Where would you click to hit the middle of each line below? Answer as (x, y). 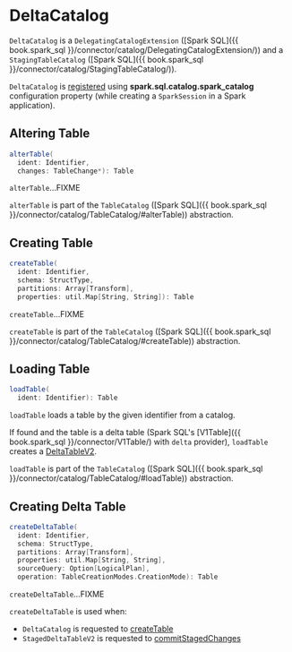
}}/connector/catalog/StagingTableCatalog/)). (93, 69)
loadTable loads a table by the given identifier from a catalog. (122, 415)
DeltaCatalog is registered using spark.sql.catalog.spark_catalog (132, 86)
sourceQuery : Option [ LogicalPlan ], (84, 569)
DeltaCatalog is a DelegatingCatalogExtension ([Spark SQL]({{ (124, 40)
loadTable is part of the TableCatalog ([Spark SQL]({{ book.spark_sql (136, 469)
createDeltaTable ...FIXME (57, 594)
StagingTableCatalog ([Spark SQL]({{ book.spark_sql (107, 59)
